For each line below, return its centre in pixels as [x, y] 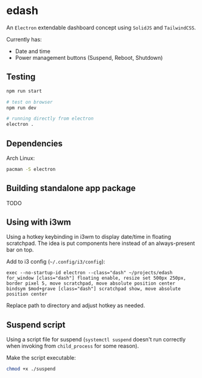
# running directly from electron [50, 119]
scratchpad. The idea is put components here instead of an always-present [101, 243]
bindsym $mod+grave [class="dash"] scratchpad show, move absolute [94, 289]
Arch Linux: [21, 158]
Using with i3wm [39, 223]
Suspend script [36, 325]
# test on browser [30, 102]
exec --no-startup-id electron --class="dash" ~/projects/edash [89, 273]
